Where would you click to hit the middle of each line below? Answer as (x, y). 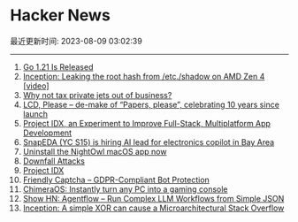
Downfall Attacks (53, 161)
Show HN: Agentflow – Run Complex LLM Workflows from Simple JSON (153, 198)
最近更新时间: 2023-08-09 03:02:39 (76, 41)
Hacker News (61, 15)
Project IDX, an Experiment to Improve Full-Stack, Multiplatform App (146, 123)
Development (47, 133)
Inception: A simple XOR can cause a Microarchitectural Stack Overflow (153, 208)
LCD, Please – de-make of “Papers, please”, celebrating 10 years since (151, 104)
